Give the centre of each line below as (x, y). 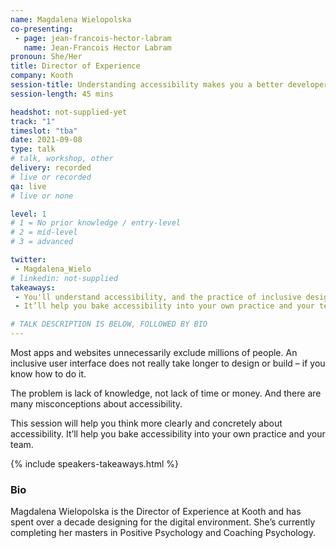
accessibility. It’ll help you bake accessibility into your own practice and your (168, 434)
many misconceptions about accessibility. (96, 404)
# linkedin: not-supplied (64, 278)
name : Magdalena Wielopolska (71, 19)
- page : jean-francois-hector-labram (93, 38)
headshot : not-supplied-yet (69, 112)
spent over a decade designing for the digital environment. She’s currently (163, 522)
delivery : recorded (51, 168)
